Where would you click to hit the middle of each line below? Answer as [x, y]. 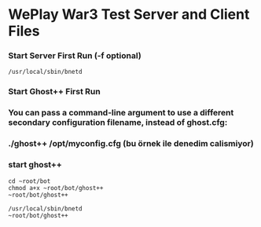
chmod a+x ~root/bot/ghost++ [56, 188]
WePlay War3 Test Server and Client [129, 15]
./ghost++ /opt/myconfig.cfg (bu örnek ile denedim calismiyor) [131, 144]
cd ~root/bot [29, 181]
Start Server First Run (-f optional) [75, 56]
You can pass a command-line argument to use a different [121, 113]
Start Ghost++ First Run [54, 92]
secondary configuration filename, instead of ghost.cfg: [118, 123]
